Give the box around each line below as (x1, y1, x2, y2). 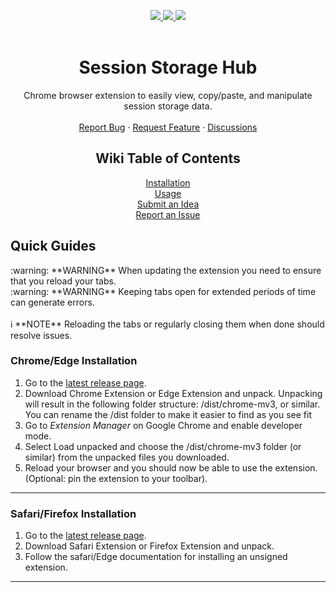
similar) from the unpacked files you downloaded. (24, 451, 230, 463)
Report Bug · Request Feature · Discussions (78, 121, 258, 133)
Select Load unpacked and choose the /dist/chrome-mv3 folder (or (24, 440, 302, 452)
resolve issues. (10, 329, 73, 341)
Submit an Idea (136, 198, 200, 210)
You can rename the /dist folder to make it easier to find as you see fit (24, 408, 313, 420)
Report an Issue (135, 208, 201, 220)
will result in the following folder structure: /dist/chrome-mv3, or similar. (24, 398, 321, 410)
